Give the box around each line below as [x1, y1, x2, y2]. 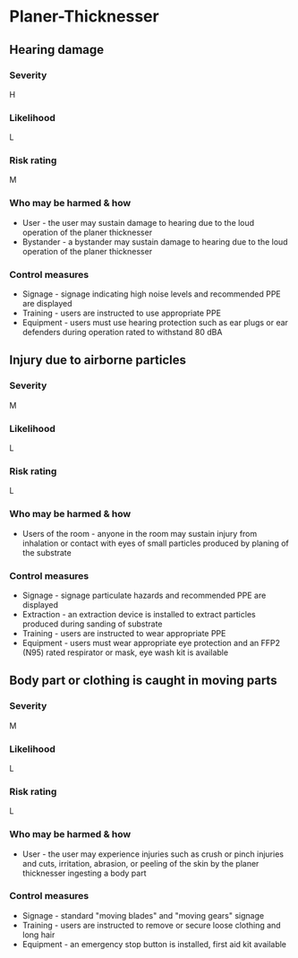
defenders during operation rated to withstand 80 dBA [21, 327, 223, 338]
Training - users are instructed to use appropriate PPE [21, 307, 222, 319]
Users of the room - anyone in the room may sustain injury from [21, 528, 258, 539]
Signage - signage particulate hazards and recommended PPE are [21, 590, 267, 600]
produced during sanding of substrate [21, 618, 163, 629]
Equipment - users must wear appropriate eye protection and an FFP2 [21, 637, 280, 648]
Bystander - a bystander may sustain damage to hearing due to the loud [21, 236, 288, 247]
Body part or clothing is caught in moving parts [9, 673, 277, 688]
